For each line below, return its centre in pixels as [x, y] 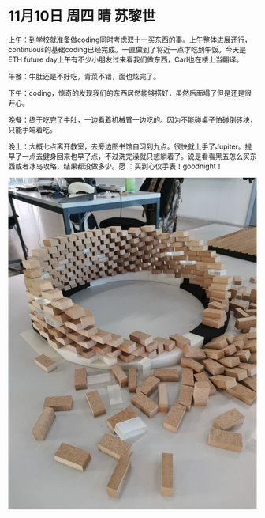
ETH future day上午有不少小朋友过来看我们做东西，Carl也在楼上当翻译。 [126, 59]
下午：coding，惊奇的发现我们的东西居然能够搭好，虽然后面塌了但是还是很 [130, 93]
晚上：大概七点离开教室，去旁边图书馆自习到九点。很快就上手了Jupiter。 [127, 146]
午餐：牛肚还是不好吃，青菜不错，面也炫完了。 [84, 76]
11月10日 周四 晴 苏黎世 [82, 16]
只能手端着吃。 [32, 129]
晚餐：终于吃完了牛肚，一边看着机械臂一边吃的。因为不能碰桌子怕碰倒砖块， [132, 119]
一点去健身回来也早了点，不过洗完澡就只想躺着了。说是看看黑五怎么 [132, 156]
